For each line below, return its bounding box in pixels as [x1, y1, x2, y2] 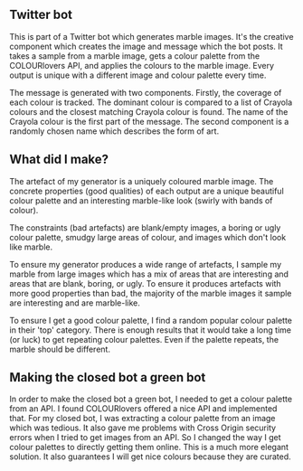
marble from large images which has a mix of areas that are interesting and [9, 268, 289, 279]
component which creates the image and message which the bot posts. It [9, 41, 283, 52]
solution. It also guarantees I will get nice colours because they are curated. [9, 451, 291, 462]
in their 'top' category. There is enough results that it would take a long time [9, 325, 292, 335]
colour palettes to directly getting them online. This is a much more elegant [9, 442, 289, 453]
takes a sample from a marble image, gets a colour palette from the [9, 50, 260, 61]
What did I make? [9, 152, 109, 167]
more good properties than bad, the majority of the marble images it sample [9, 287, 292, 298]
